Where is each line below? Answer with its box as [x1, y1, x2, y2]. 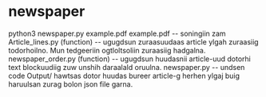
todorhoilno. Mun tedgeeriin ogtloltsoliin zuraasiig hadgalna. [8, 45, 206, 55]
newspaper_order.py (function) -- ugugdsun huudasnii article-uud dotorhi [8, 54, 252, 64]
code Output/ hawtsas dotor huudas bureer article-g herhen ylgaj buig [8, 71, 240, 80]
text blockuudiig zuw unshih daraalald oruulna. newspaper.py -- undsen [8, 62, 245, 72]
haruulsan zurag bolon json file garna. [8, 79, 133, 89]
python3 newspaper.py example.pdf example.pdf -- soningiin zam [8, 29, 226, 38]
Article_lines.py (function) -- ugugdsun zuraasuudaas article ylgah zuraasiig [8, 37, 259, 46]
